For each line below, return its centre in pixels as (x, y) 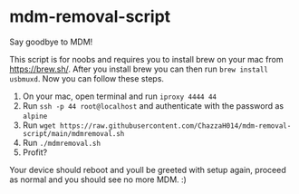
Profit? (35, 152)
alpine (35, 116)
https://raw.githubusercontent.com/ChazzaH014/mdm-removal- (176, 126)
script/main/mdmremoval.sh (73, 133)
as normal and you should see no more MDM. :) (98, 179)
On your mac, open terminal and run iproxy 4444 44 (120, 96)
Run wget (39, 125)
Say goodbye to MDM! (51, 42)
